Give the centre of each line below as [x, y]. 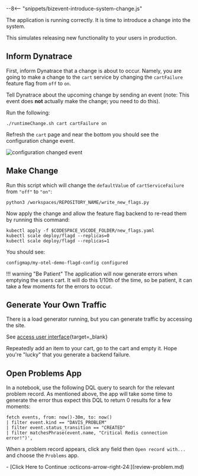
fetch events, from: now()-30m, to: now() [59, 417]
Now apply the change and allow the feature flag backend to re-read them [97, 213]
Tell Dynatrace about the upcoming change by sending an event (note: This [98, 95]
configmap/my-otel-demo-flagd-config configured [67, 263]
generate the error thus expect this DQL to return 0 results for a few [89, 400]
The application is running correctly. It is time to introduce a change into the [98, 20]
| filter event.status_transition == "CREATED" [66, 428]
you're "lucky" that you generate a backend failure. [68, 354]
